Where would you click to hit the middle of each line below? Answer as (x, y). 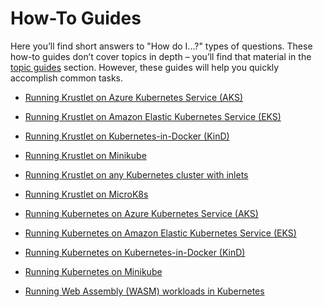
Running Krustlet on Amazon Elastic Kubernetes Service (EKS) (153, 116)
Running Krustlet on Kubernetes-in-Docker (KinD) (127, 136)
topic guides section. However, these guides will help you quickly (145, 67)
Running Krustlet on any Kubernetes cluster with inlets (136, 174)
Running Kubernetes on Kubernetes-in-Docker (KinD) (135, 252)
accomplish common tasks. (67, 78)
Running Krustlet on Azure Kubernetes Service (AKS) (134, 97)
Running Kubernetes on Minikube (93, 271)
